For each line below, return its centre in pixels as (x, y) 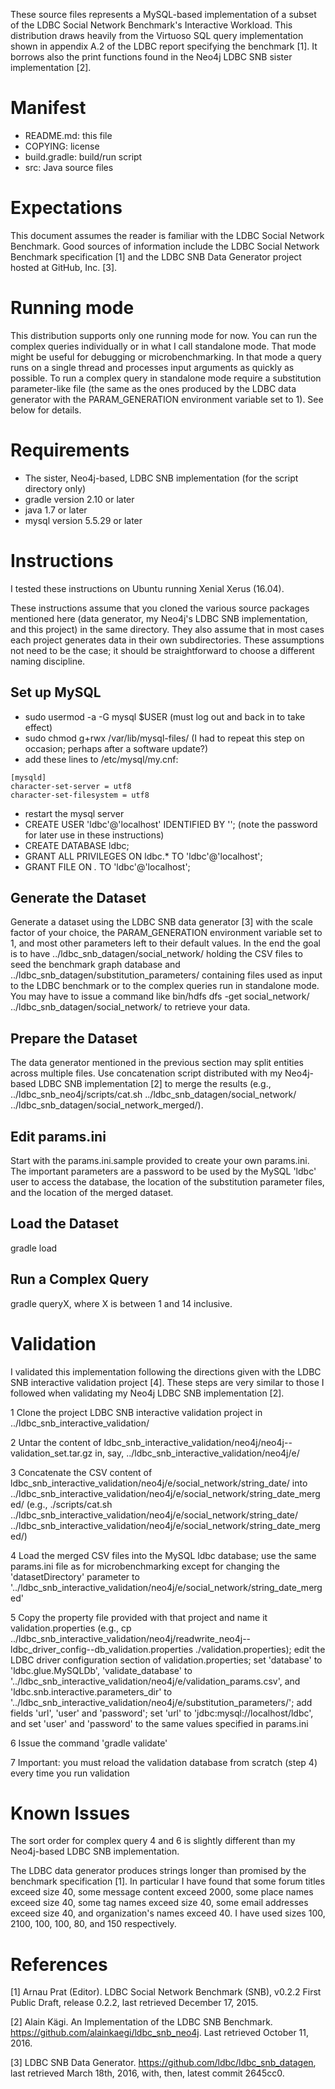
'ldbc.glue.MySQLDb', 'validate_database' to (101, 1670)
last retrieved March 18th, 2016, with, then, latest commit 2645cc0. (147, 2073)
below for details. (46, 410)
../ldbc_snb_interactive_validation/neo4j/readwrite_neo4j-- (131, 1638)
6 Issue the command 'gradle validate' (89, 1743)
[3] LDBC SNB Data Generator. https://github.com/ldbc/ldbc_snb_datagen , (163, 2063)
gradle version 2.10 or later (79, 499)
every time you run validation (70, 1773)
